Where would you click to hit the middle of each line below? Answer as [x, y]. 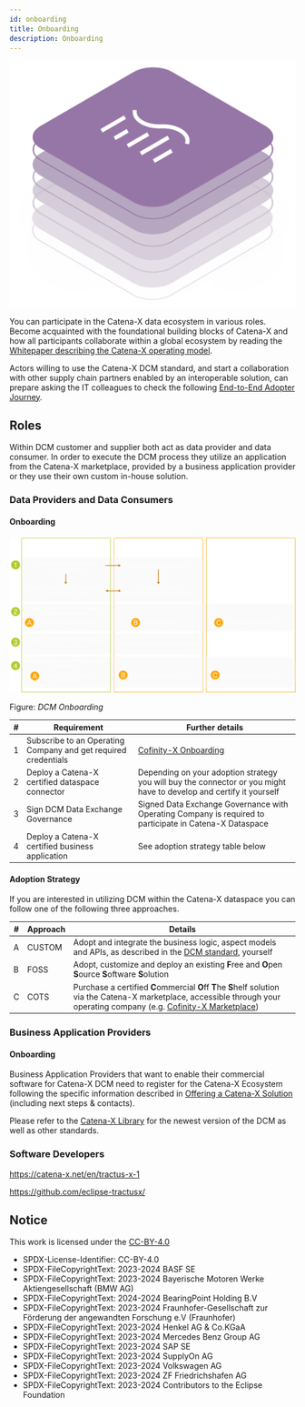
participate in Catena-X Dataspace [203, 824]
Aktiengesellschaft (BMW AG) [78, 1289]
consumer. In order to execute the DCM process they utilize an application [148, 457]
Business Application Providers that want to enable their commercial [137, 1074]
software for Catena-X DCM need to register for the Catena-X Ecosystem [146, 1084]
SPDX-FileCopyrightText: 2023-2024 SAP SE [106, 1347]
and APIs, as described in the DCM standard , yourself [173, 952]
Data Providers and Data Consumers [92, 500]
